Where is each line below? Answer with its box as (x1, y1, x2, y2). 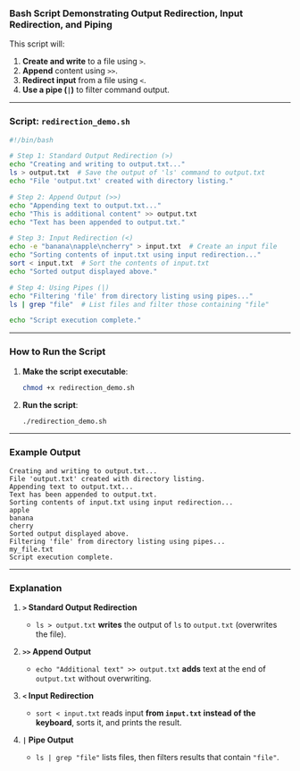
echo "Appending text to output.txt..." (9, 200, 162, 210)
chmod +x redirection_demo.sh (21, 383, 136, 392)
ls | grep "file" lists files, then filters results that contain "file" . (35, 751, 279, 762)
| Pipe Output (21, 734, 74, 745)
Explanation (9, 581, 62, 594)
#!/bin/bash (9, 135, 54, 145)
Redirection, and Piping (9, 18, 113, 30)
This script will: (9, 38, 65, 49)
